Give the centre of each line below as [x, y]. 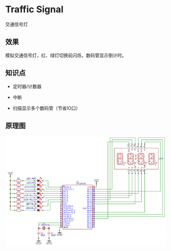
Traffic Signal [35, 9]
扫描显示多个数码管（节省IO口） [47, 108]
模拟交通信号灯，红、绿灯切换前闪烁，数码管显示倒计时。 [66, 55]
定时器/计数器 [27, 86]
